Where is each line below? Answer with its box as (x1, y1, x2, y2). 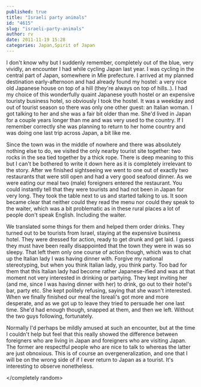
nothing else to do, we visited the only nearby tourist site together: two (6, 147, 181, 154)
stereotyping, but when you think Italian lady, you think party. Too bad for (6, 261, 188, 268)
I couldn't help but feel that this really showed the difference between (6, 330, 178, 338)
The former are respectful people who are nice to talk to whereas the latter (6, 343, 191, 350)
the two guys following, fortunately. (6, 312, 94, 320)
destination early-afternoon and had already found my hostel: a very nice (6, 78, 187, 85)
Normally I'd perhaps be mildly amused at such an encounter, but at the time (6, 324, 196, 331)
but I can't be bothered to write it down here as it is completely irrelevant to (6, 160, 192, 167)
